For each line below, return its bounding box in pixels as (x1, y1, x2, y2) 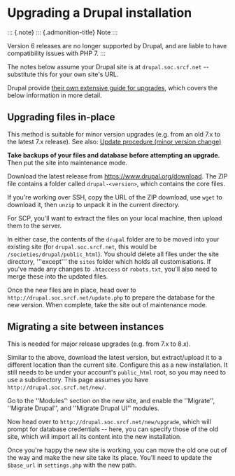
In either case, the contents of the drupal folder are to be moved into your (7, 234, 220, 243)
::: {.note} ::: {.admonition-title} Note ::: (7, 28, 118, 36)
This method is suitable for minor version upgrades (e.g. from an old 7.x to (7, 129, 221, 138)
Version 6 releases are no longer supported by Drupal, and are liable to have (7, 41, 227, 50)
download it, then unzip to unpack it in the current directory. (7, 200, 180, 209)
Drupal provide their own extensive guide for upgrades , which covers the (7, 83, 218, 92)
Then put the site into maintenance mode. (7, 158, 128, 167)
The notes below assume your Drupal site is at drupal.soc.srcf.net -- (7, 62, 210, 71)
